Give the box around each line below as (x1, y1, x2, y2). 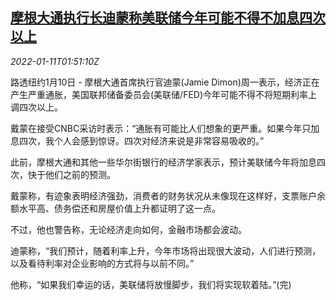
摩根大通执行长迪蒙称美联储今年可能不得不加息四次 (10, 9, 326, 27)
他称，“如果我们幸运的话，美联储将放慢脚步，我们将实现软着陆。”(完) (10, 278, 292, 290)
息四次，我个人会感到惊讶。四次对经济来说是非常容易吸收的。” (10, 134, 265, 147)
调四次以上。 (10, 101, 63, 113)
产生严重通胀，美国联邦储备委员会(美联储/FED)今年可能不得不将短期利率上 (10, 88, 318, 100)
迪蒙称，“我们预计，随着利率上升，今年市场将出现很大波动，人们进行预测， (10, 244, 322, 257)
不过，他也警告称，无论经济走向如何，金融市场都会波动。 (10, 223, 247, 235)
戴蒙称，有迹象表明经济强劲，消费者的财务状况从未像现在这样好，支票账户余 (10, 189, 326, 202)
